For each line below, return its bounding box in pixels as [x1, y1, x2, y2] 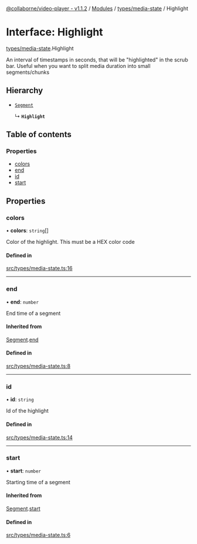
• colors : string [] [6, 227, 49, 234]
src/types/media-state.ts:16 [6, 265, 73, 272]
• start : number [6, 467, 42, 474]
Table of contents [6, 130, 72, 140]
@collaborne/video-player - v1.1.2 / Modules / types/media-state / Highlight [6, 5, 189, 12]
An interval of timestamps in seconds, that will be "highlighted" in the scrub [6, 56, 189, 63]
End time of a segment [6, 310, 61, 317]
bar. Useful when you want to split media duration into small [6, 62, 151, 69]
